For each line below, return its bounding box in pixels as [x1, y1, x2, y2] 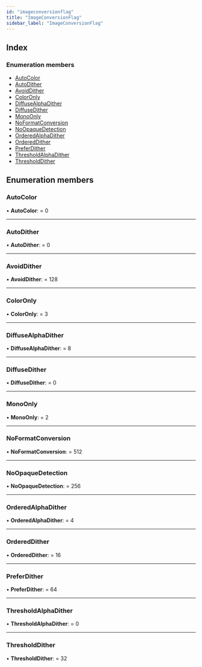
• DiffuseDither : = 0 [6, 379, 57, 386]
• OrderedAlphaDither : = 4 [6, 517, 74, 524]
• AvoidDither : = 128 [6, 276, 58, 283]
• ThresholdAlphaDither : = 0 [6, 620, 79, 628]
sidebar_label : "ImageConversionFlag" [6, 20, 103, 26]
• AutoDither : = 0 [6, 241, 50, 249]
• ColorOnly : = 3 [6, 310, 48, 318]
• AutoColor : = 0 [6, 206, 49, 214]
